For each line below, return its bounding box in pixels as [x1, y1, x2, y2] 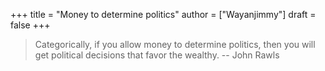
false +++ [10, 19, 51, 31]
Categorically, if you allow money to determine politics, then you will [34, 39, 316, 50]
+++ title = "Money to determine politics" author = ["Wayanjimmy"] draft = [10, 9, 317, 20]
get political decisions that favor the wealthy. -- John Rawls [34, 49, 280, 61]
